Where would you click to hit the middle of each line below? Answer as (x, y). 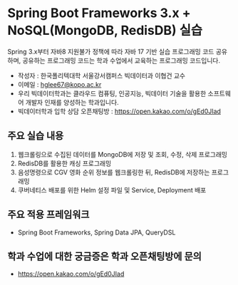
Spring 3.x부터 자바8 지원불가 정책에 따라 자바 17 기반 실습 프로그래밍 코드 (111, 51)
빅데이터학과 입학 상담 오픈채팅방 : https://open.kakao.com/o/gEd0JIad (119, 111)
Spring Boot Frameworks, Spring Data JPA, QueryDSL (97, 232)
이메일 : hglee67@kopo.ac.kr (59, 84)
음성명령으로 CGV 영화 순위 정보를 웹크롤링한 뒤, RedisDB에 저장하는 (114, 172)
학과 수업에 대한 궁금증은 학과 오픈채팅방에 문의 (104, 256)
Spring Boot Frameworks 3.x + (99, 13)
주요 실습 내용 (36, 136)
